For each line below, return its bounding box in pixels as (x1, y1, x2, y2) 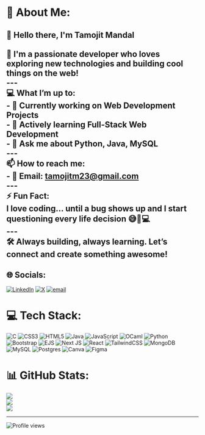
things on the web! (6, 68, 79, 78)
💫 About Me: (6, 5, 71, 20)
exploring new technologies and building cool (6, 58, 184, 69)
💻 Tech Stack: (6, 308, 82, 322)
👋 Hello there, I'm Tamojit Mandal (6, 30, 135, 40)
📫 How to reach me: (6, 158, 85, 168)
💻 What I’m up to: (6, 88, 76, 98)
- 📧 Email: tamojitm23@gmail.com (6, 171, 139, 181)
